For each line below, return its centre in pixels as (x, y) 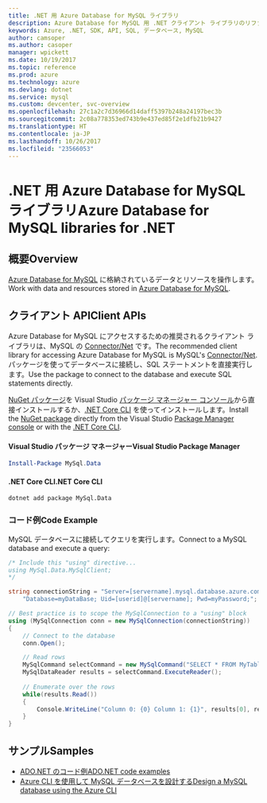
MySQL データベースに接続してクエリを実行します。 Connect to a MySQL (128, 539)
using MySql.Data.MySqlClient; (60, 570)
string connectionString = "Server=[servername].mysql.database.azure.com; (136, 592)
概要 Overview (43, 259)
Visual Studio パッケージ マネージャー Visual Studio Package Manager (124, 446)
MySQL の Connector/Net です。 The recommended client (143, 346)
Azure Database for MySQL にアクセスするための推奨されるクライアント (127, 336)
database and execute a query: (59, 548)
